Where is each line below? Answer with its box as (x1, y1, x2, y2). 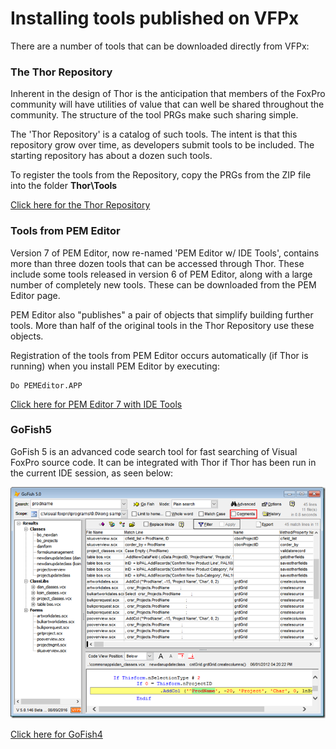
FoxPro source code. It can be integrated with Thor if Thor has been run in (10, 456, 317, 468)
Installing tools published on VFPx (10, 7, 300, 30)
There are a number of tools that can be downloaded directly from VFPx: (10, 40, 310, 52)
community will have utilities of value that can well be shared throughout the (10, 98, 325, 111)
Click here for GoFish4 (10, 728, 103, 741)
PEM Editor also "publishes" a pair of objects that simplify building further (10, 308, 314, 321)
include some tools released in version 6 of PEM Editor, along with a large (10, 268, 313, 280)
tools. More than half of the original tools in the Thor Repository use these (10, 319, 315, 331)
